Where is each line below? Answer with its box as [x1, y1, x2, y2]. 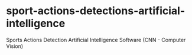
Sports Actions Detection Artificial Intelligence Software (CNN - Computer [6, 36, 186, 43]
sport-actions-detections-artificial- [6, 4, 185, 18]
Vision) [6, 43, 24, 50]
